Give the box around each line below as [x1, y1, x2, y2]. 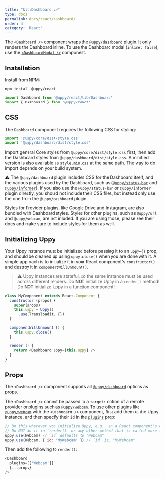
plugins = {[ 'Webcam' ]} [9, 460, 54, 466]
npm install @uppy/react [5, 86, 56, 91]
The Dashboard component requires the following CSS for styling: [5, 126, 136, 132]
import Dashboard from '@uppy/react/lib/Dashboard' [5, 95, 113, 100]
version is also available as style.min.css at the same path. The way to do [5, 160, 156, 166]
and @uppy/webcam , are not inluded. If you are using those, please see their [5, 215, 154, 222]
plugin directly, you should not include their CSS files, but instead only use [5, 190, 156, 196]
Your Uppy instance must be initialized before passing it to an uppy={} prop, [5, 248, 158, 254]
